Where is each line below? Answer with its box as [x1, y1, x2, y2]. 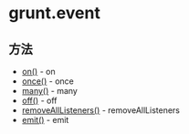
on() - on [21, 67, 56, 77]
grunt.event [8, 3, 101, 24]
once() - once [21, 76, 74, 87]
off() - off [21, 95, 58, 106]
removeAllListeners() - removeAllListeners [21, 105, 180, 116]
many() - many [21, 86, 79, 96]
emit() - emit [21, 115, 69, 125]
